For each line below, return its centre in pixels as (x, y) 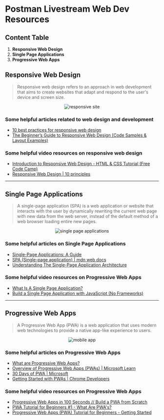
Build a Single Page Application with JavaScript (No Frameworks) (78, 293)
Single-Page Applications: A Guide (47, 254)
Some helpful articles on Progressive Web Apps (63, 352)
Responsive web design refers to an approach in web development (84, 87)
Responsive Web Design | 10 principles (51, 174)
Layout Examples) (30, 140)
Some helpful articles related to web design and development (79, 119)
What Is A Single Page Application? (47, 288)
